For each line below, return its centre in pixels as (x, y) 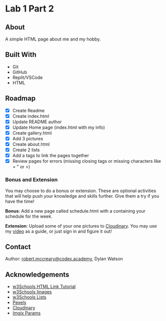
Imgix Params (26, 313)
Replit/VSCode (27, 77)
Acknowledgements (37, 274)
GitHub (20, 72)
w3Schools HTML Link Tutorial (44, 287)
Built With (21, 55)
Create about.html (31, 144)
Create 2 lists (26, 150)
